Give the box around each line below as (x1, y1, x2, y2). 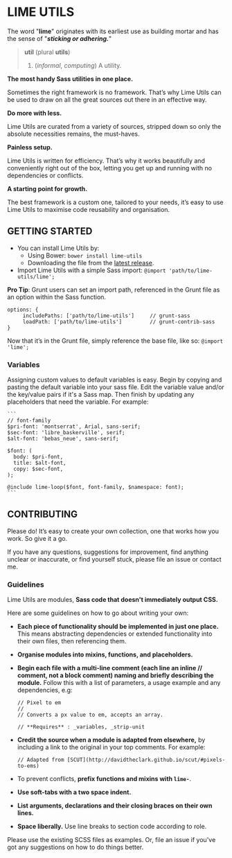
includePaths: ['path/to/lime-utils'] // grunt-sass (22, 312, 190, 319)
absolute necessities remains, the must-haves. (7, 129, 140, 138)
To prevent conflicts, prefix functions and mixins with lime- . (17, 775, 192, 783)
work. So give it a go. (7, 534, 68, 542)
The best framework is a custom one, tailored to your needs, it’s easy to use (7, 198, 224, 206)
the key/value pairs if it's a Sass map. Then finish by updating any (7, 391, 195, 399)
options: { (7, 306, 39, 313)
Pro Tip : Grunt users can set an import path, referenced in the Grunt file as (7, 285, 220, 294)
